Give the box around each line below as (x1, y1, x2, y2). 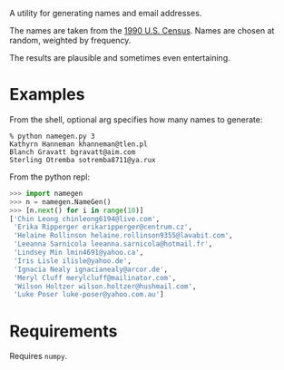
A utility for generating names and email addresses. (9, 8, 202, 18)
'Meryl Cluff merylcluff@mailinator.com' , (13, 273, 177, 282)
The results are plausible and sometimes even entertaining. (9, 53, 231, 63)
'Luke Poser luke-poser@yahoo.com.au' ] (13, 290, 165, 299)
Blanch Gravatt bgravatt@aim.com (9, 147, 136, 157)
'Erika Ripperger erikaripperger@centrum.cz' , (13, 222, 193, 232)
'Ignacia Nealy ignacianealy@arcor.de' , (13, 265, 169, 274)
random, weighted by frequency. (9, 35, 132, 45)
